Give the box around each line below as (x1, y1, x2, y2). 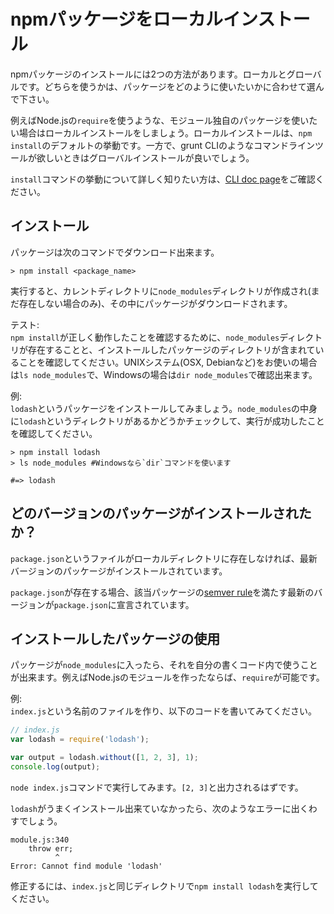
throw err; (28, 843, 74, 854)
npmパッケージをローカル (10, 8, 224, 31)
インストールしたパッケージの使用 (10, 630, 221, 647)
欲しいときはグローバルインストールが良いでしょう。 (36, 151, 255, 164)
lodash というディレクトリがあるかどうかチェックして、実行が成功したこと (19, 415, 325, 427)
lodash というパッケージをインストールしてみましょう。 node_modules (10, 402, 292, 414)
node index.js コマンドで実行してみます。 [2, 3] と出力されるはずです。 (10, 781, 304, 793)
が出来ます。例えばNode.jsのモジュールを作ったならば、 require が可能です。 (10, 671, 325, 684)
